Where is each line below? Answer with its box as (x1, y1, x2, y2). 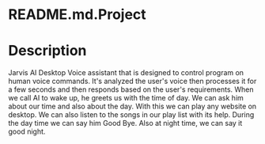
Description (8, 42, 87, 60)
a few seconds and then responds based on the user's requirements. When (8, 85, 255, 94)
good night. (8, 127, 46, 136)
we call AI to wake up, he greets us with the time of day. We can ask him (8, 93, 244, 103)
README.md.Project (8, 6, 146, 24)
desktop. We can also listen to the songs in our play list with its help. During (8, 110, 255, 119)
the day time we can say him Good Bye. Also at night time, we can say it (8, 119, 243, 128)
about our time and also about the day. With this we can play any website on (8, 101, 257, 112)
